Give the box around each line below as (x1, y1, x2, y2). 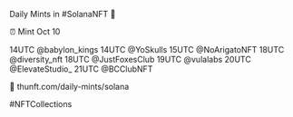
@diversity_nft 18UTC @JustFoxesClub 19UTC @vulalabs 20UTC (9, 54, 251, 64)
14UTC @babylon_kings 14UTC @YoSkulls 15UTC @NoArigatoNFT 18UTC (9, 44, 285, 54)
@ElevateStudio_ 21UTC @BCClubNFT (9, 63, 153, 74)
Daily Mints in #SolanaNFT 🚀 (9, 9, 116, 19)
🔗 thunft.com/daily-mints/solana (9, 82, 130, 92)
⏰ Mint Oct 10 (9, 26, 61, 36)
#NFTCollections (9, 99, 73, 109)
